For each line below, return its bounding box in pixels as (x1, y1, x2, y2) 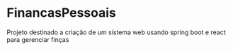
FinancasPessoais (6, 5, 116, 21)
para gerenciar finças (6, 35, 69, 43)
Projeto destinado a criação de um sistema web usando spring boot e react (6, 28, 226, 36)
